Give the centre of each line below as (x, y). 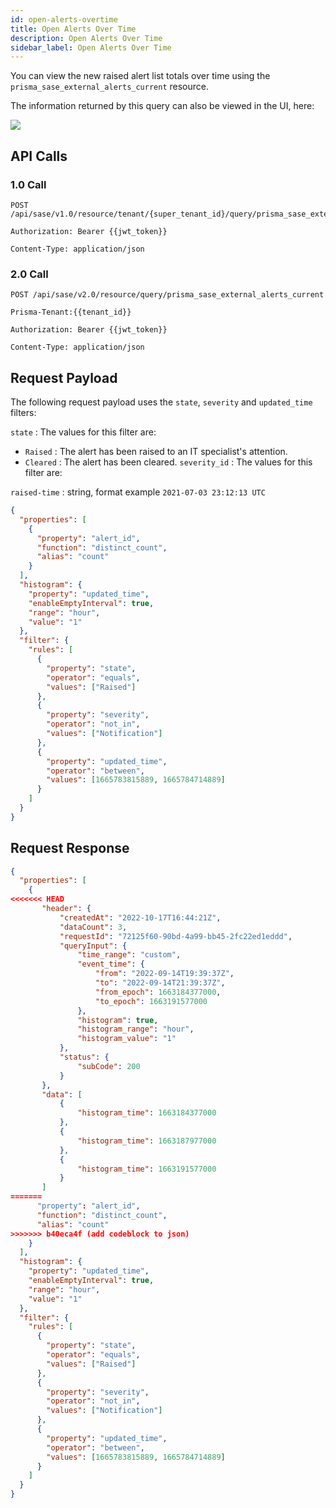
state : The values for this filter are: (83, 432)
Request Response (70, 848)
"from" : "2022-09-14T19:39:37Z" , (165, 974)
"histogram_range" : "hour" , (136, 1029)
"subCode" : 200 (109, 1066)
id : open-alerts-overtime (64, 19)
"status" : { (84, 1057)
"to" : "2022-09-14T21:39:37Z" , (160, 983)
